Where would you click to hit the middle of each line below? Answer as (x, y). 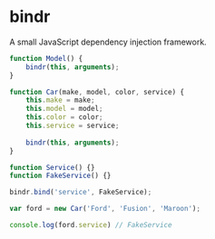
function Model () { (46, 58)
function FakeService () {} (60, 176)
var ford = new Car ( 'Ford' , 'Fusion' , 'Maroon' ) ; (105, 209)
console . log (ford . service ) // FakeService (91, 225)
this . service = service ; (73, 126)
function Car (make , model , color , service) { (97, 92)
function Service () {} (52, 167)
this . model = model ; (64, 109)
